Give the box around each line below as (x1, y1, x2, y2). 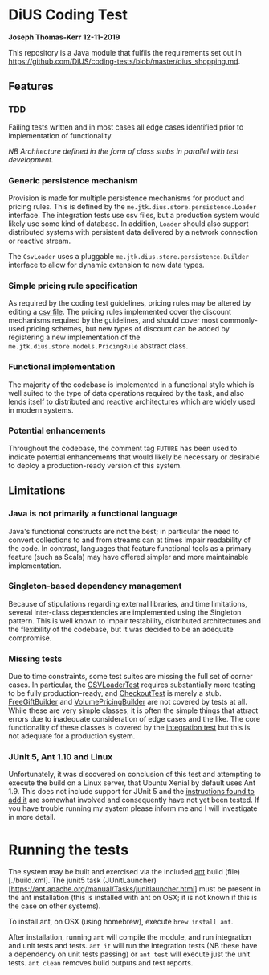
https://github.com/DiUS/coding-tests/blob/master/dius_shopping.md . (8, 56, 241, 66)
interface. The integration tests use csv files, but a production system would (8, 210, 260, 220)
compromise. (8, 633, 52, 643)
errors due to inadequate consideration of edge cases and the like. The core (8, 714, 261, 724)
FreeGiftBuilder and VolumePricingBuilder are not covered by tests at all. (8, 697, 247, 707)
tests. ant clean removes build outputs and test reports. (8, 958, 194, 968)
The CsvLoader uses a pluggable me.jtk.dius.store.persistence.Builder (8, 251, 249, 261)
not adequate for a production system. (8, 731, 136, 741)
